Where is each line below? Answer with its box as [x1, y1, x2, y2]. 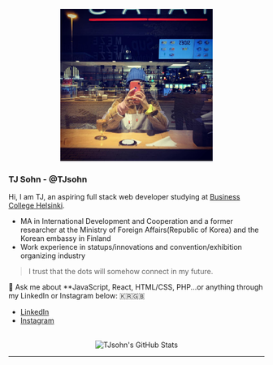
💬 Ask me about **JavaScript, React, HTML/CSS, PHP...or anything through [8, 282, 263, 292]
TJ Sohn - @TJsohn [8, 174, 88, 185]
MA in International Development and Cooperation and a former [19, 217, 233, 226]
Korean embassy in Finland [19, 234, 111, 243]
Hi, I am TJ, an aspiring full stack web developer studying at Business [8, 192, 240, 202]
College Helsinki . [8, 200, 65, 211]
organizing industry [19, 251, 86, 260]
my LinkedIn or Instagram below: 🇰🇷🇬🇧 [8, 291, 145, 301]
